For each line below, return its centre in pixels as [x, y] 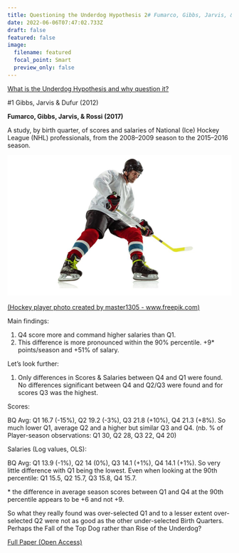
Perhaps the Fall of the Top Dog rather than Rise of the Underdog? [105, 528]
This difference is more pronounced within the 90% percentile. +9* [116, 342]
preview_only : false [44, 68]
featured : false [31, 38]
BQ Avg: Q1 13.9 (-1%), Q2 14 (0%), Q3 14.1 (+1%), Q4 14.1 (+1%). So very [114, 463]
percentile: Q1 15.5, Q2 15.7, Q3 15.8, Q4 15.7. [72, 478]
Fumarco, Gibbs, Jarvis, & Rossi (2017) [65, 116]
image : [17, 45]
